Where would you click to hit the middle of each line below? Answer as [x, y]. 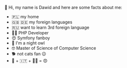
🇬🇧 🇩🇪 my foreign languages [42, 22]
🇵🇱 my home [25, 17]
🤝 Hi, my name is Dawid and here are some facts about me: [63, 7]
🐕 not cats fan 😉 [29, 54]
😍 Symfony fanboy [31, 38]
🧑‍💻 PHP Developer [30, 33]
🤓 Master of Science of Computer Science [54, 48]
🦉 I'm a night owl [28, 43]
